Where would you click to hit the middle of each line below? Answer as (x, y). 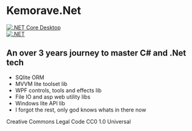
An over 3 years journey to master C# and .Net (96, 53)
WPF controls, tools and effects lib (58, 90)
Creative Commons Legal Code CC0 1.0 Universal (69, 121)
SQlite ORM (30, 77)
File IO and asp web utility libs (53, 97)
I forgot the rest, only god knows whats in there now (80, 110)
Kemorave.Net (44, 11)
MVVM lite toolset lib (41, 83)
